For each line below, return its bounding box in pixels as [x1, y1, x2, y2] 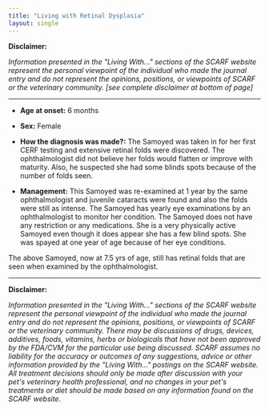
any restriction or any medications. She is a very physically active [19, 220, 236, 229]
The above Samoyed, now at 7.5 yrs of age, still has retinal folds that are [8, 253, 246, 262]
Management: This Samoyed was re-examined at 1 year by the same [19, 186, 248, 196]
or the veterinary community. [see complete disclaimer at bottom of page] [8, 82, 254, 92]
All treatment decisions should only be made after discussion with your [8, 368, 243, 378]
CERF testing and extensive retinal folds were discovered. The [19, 145, 226, 155]
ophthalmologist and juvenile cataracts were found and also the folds [19, 194, 248, 205]
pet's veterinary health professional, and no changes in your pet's [8, 376, 227, 386]
